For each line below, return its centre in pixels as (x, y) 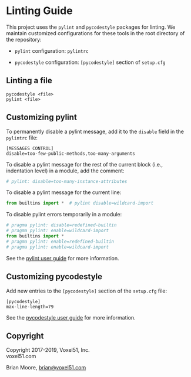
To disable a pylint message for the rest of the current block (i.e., (85, 164)
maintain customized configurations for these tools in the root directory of (95, 33)
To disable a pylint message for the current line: (64, 192)
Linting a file (29, 81)
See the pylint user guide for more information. (63, 258)
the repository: (24, 39)
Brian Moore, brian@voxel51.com (46, 368)
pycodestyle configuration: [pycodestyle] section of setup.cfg (90, 62)
